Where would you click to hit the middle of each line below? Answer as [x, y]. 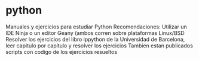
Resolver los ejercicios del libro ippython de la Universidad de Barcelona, [95, 39]
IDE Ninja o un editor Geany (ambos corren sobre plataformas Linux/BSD [95, 33]
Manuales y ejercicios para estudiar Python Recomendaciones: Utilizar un [97, 27]
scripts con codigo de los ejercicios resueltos [62, 52]
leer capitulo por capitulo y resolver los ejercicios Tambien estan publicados [99, 46]
